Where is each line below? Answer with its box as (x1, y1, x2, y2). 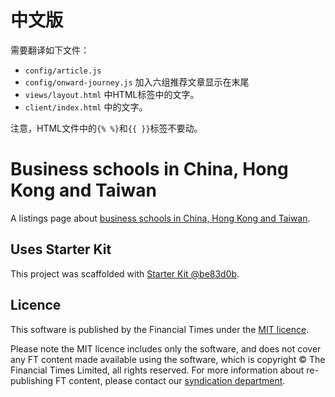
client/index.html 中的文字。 (24, 101, 148, 113)
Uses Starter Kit (10, 241, 112, 258)
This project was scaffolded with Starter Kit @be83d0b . (10, 267, 240, 280)
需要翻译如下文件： (10, 44, 90, 56)
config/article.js (24, 66, 102, 76)
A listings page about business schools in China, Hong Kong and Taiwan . (10, 212, 311, 224)
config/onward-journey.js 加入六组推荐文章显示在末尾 (24, 76, 250, 88)
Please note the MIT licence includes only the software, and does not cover (10, 342, 322, 355)
